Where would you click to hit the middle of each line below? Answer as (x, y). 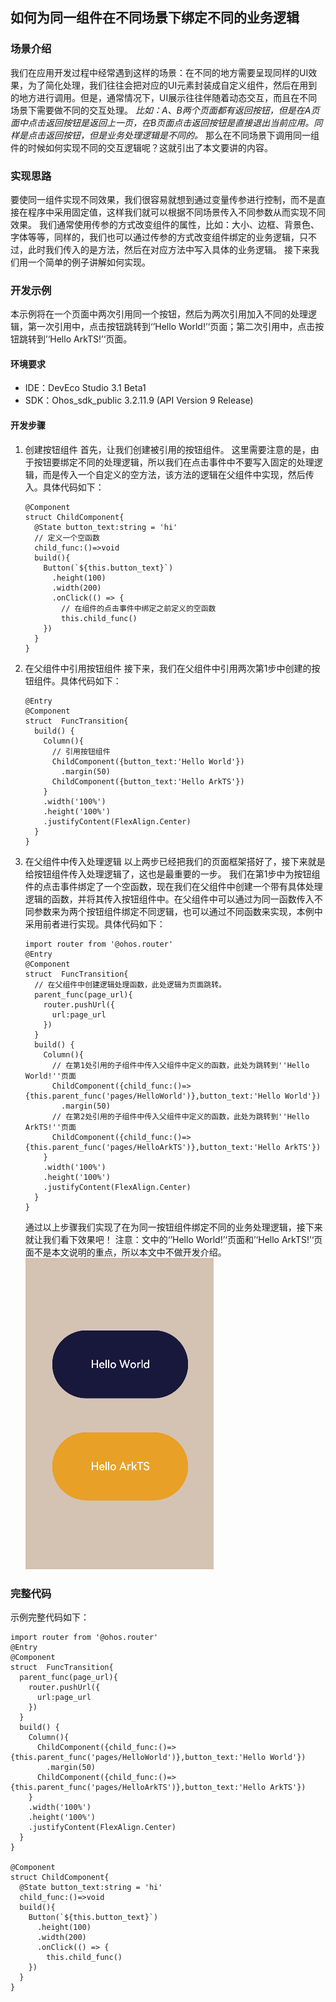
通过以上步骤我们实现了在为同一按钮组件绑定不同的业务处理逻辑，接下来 (173, 1227)
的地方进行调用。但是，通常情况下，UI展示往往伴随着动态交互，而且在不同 (164, 97)
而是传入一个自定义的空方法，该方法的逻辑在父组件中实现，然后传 (178, 474)
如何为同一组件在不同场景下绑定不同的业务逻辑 (155, 18)
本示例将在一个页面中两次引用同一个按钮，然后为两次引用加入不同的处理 (159, 314)
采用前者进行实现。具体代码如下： (95, 924)
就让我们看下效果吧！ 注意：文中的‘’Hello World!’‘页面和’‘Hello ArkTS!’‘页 (173, 1239)
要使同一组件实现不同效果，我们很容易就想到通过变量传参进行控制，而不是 (163, 199)
